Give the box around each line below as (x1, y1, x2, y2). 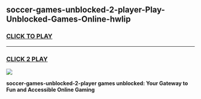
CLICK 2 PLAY (6, 55, 48, 63)
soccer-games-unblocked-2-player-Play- (6, 5, 166, 15)
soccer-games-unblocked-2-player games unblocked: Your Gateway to (6, 79, 188, 86)
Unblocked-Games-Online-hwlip (6, 14, 131, 25)
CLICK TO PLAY (6, 32, 53, 41)
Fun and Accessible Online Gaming (6, 86, 95, 93)
